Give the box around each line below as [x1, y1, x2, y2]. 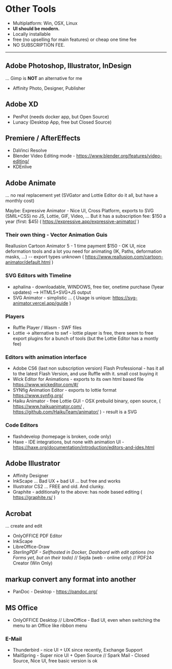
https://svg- [112, 294, 138, 300]
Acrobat [5, 509, 32, 518]
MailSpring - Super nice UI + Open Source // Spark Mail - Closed [12, 652, 149, 659]
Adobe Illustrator [5, 459, 60, 468]
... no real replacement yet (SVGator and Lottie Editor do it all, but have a [5, 192, 158, 198]
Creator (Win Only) [12, 560, 53, 566]
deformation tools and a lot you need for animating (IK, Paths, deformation [5, 248, 162, 254]
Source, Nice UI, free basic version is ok [12, 658, 98, 664]
